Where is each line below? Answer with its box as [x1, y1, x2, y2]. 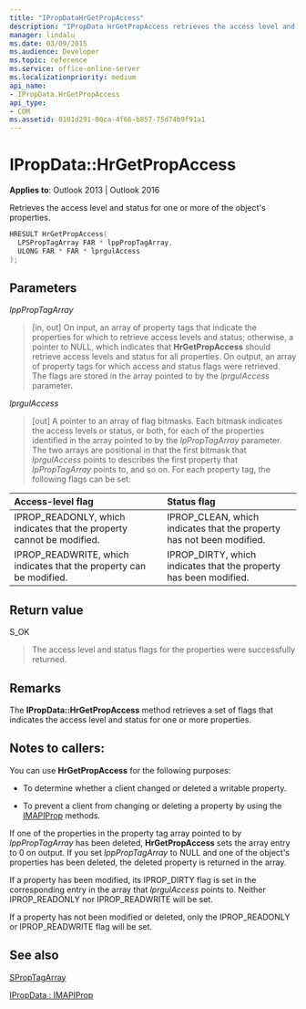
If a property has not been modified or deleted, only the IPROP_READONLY [9, 911, 291, 922]
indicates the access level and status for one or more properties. [9, 714, 252, 725]
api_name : [9, 81, 47, 90]
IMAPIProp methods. [22, 809, 101, 821]
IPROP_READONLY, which [14, 511, 126, 524]
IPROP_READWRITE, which [14, 548, 129, 561]
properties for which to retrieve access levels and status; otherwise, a [31, 332, 294, 343]
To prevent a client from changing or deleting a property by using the [22, 800, 282, 811]
